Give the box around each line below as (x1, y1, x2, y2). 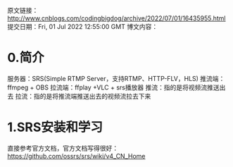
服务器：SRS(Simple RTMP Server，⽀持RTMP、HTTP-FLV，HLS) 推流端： (7, 74, 225, 82)
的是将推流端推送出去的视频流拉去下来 (39, 92, 151, 100)
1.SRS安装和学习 (7, 119, 103, 135)
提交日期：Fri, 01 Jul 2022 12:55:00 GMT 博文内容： (7, 23, 158, 30)
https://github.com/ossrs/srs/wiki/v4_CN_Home (7, 151, 146, 160)
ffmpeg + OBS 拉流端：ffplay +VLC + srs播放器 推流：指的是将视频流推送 (7, 83, 220, 92)
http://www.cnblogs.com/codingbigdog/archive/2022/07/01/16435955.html (7, 14, 226, 23)
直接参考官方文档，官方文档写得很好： (7, 144, 118, 152)
